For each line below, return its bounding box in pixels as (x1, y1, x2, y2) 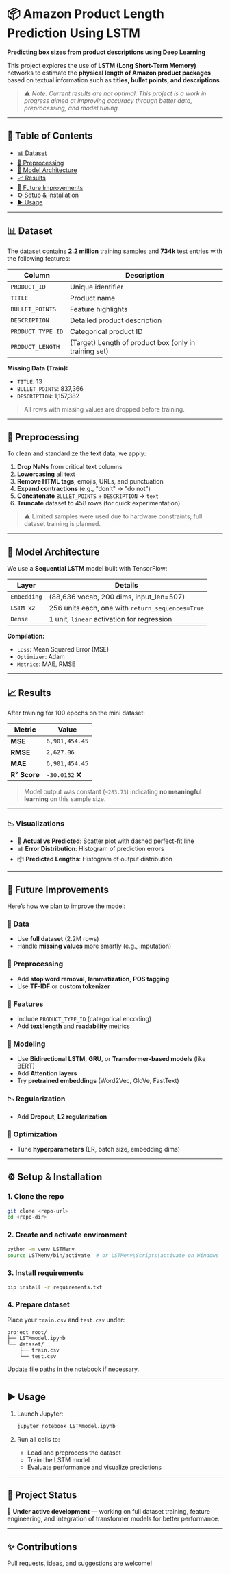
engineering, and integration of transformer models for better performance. (7, 1514, 220, 1523)
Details (114, 581, 138, 591)
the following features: (7, 254, 71, 262)
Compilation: (7, 632, 45, 641)
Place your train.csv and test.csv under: (7, 1315, 125, 1324)
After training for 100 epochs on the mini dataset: (7, 708, 146, 717)
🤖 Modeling (7, 1039, 46, 1049)
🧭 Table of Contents (7, 130, 93, 142)
